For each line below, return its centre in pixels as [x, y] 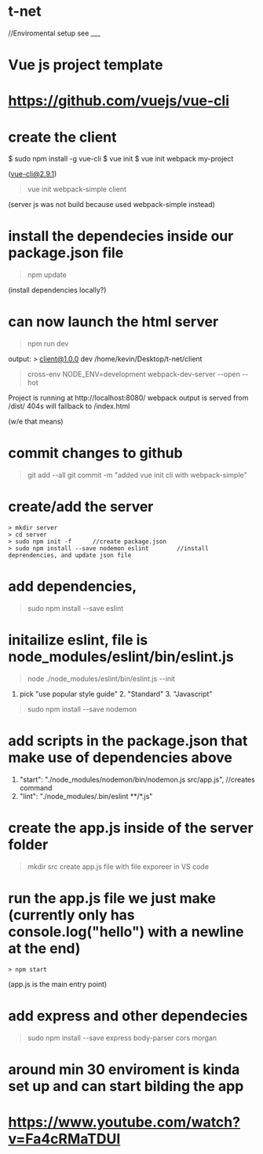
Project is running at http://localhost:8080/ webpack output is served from [128, 398]
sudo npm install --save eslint [75, 608]
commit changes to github [95, 453]
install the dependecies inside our [121, 237]
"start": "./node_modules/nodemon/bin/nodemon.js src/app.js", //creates [137, 779]
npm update [47, 275]
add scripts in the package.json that [128, 741]
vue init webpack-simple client [77, 189]
